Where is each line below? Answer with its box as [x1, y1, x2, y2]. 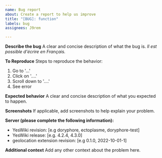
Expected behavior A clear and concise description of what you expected [5, 93, 156, 99]
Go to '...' [12, 68, 31, 74]
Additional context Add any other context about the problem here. [5, 147, 141, 153]
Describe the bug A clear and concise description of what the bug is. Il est [5, 43, 157, 49]
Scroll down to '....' [12, 79, 50, 84]
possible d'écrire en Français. [5, 49, 66, 55]
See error [12, 83, 32, 89]
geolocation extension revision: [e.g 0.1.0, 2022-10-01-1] [12, 138, 127, 144]
